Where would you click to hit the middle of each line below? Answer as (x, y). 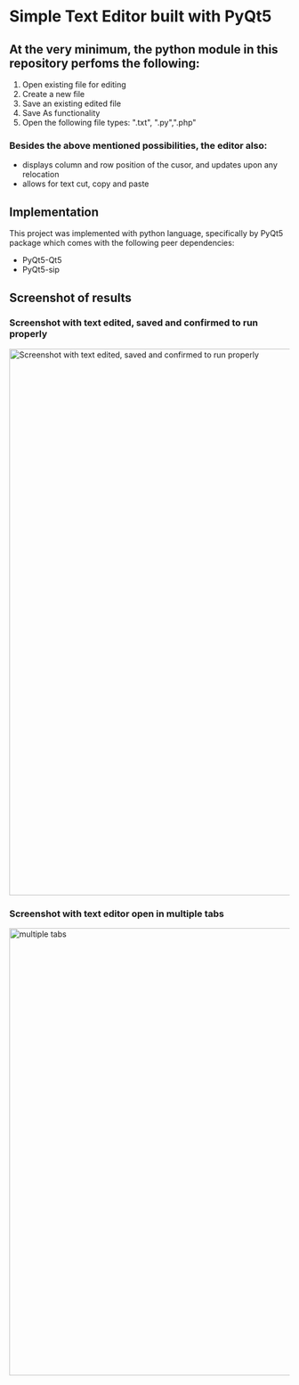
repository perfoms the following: (105, 63)
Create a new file (53, 94)
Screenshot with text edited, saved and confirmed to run (134, 323)
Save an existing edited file (72, 103)
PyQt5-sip (40, 270)
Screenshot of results (70, 297)
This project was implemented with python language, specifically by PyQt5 (146, 234)
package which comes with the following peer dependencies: (122, 243)
